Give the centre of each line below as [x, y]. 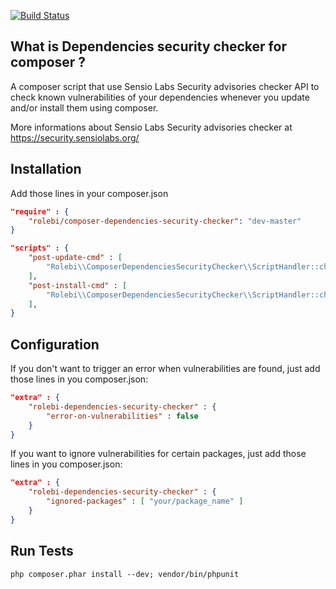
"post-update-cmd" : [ [75, 258]
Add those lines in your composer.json [89, 193]
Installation [46, 169]
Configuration [55, 344]
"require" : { [40, 211]
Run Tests [42, 551]
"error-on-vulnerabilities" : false [122, 416]
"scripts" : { [40, 248]
